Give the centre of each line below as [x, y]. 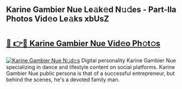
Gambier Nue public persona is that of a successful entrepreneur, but [90, 73]
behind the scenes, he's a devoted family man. [63, 80]
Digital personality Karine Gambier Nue [129, 60]
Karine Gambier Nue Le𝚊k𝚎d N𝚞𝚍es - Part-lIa [91, 10]
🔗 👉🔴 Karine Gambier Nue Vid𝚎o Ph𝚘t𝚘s [83, 43]
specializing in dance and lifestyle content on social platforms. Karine [91, 67]
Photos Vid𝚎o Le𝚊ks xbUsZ [58, 19]
